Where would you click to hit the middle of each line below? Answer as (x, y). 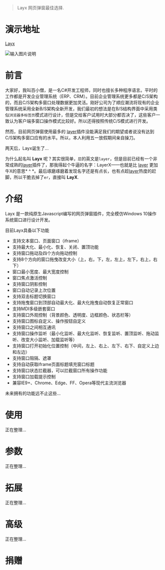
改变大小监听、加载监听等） (49, 339)
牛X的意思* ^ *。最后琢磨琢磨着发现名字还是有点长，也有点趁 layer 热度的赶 (81, 171)
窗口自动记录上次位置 (34, 290)
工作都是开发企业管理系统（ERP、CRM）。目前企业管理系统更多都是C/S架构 (82, 96)
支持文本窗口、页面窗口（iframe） (47, 241)
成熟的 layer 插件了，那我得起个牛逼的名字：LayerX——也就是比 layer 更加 (84, 164)
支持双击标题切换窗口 (34, 296)
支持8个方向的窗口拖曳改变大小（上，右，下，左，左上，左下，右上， (83, 259)
